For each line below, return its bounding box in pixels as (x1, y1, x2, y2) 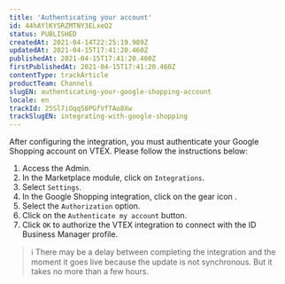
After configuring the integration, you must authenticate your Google (9, 137, 259, 147)
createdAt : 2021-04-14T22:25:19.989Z (9, 37, 149, 47)
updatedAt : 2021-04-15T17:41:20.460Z (9, 46, 149, 55)
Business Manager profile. (21, 229, 118, 240)
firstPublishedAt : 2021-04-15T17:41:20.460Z (9, 63, 176, 72)
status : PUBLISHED (9, 29, 77, 38)
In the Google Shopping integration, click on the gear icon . (21, 192, 237, 202)
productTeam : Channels (9, 79, 93, 88)
